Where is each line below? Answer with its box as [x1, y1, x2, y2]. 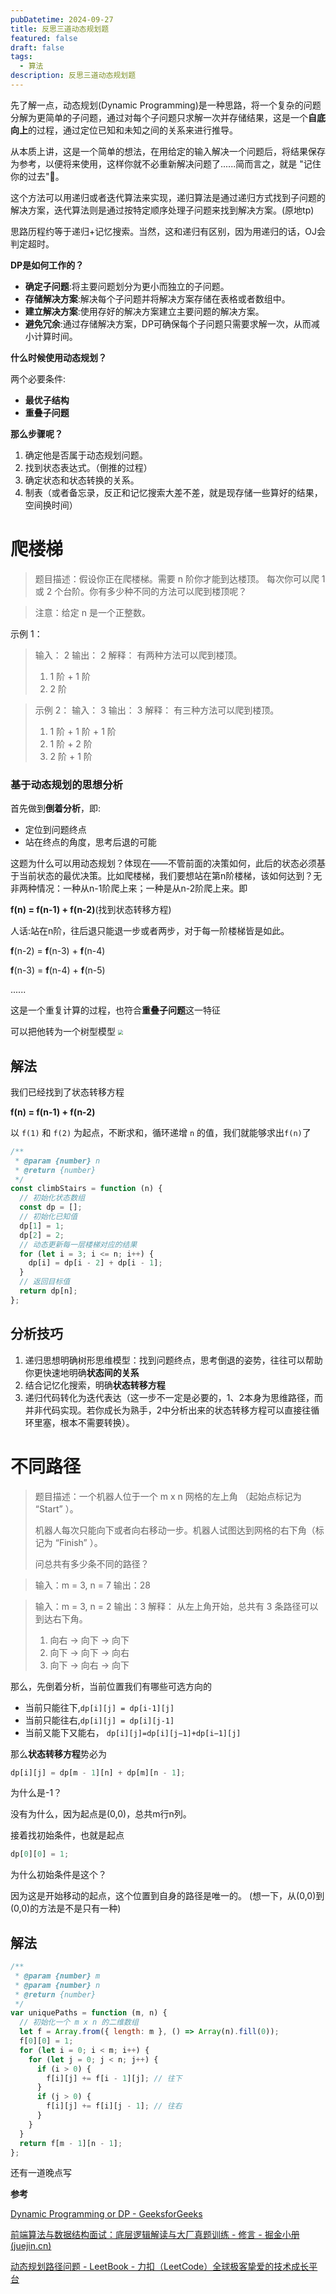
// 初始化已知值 [19, 1212, 78, 1222]
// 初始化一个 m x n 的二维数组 [19, 2017, 139, 2028]
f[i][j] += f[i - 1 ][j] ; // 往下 [46, 2073, 183, 2083]
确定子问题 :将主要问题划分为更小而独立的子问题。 [24, 280, 230, 292]
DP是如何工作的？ [10, 259, 85, 271]
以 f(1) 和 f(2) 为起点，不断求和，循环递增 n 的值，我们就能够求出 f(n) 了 [10, 1126, 312, 1138]
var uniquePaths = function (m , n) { [10, 2008, 168, 2018]
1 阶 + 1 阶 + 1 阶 [49, 725, 117, 737]
